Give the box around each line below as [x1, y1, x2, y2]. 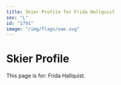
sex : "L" [6, 15, 28, 21]
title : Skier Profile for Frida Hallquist [6, 8, 115, 15]
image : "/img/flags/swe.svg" [6, 25, 80, 32]
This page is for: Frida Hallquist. [6, 72, 86, 80]
